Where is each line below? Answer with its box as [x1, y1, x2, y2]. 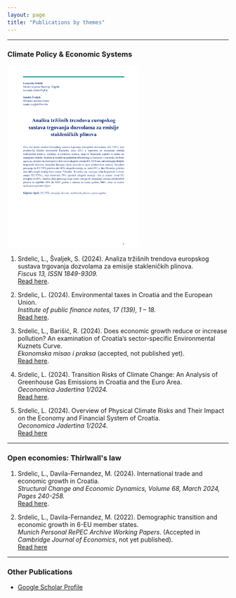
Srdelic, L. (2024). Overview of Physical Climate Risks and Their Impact [17, 406, 225, 415]
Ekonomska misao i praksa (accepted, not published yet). [17, 349, 185, 358]
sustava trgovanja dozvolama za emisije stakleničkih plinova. [17, 262, 194, 270]
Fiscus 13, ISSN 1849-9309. [17, 270, 98, 278]
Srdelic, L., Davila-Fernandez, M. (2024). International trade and [17, 469, 203, 478]
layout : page [7, 11, 46, 18]
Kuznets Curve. [17, 342, 63, 350]
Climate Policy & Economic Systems [7, 49, 133, 59]
